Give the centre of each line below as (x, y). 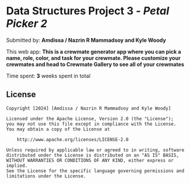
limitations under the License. (46, 176)
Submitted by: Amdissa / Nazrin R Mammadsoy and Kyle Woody (86, 40)
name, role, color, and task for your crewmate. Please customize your (94, 58)
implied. (17, 166)
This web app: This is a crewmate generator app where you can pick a (94, 51)
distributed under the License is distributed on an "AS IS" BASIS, (93, 155)
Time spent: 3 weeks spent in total (48, 76)
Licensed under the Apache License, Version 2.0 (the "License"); (90, 118)
